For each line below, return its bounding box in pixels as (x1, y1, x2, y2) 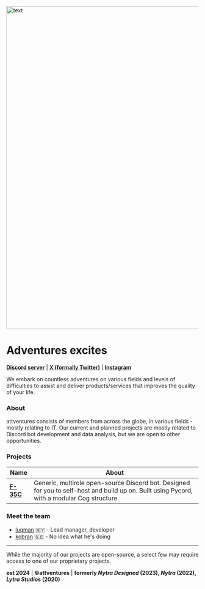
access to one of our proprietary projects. (6, 557, 112, 565)
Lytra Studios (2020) (6, 576, 60, 583)
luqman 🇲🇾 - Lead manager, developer (15, 525, 115, 533)
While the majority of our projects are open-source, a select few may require (6, 551, 199, 558)
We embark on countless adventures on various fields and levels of (6, 375, 176, 382)
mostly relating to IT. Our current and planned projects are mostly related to (6, 424, 196, 431)
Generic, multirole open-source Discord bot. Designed (33, 478, 190, 487)
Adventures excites (6, 343, 108, 357)
